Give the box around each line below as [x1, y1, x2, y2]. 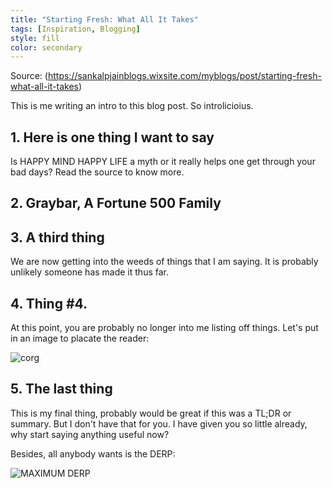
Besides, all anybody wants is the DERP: [10, 447, 176, 460]
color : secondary [10, 42, 83, 53]
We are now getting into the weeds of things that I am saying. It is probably [10, 256, 319, 268]
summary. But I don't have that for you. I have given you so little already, [10, 417, 308, 430]
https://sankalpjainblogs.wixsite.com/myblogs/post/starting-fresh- [47, 70, 322, 82]
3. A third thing [10, 229, 105, 246]
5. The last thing [10, 381, 113, 398]
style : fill [10, 33, 60, 43]
